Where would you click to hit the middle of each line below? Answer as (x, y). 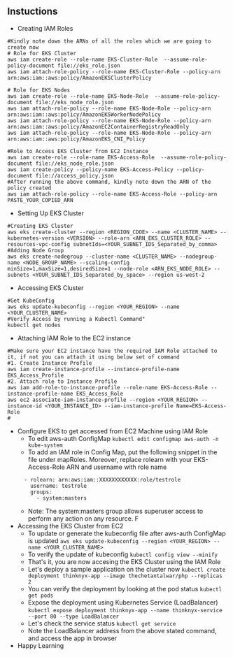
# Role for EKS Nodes (39, 90)
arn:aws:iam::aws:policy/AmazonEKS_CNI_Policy (76, 139)
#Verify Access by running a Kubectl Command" (76, 319)
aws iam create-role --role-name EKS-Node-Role (78, 96)
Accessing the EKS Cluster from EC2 (70, 526)
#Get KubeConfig (31, 301)
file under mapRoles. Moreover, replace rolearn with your (110, 459)
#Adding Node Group (36, 250)
